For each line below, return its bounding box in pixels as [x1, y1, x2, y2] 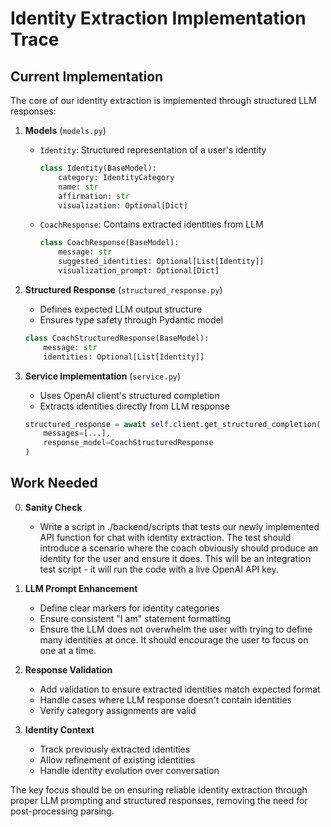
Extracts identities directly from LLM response [39, 400, 230, 412]
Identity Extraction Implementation [10, 7, 307, 30]
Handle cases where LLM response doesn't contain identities [39, 693, 293, 706]
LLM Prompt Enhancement [24, 582, 138, 594]
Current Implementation [10, 68, 164, 85]
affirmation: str [58, 191, 130, 201]
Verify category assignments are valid [39, 704, 197, 716]
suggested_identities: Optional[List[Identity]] [58, 257, 265, 267]
